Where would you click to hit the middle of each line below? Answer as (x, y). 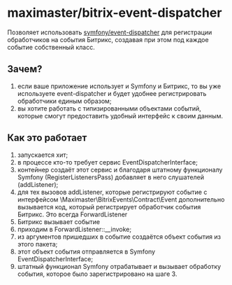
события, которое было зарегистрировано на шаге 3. (97, 274)
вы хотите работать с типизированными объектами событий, (109, 108)
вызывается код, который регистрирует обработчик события (109, 207)
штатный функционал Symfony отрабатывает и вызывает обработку (119, 266)
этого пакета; (37, 244)
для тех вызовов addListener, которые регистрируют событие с (112, 192)
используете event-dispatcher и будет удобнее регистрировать (112, 93)
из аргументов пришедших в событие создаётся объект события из (119, 237)
